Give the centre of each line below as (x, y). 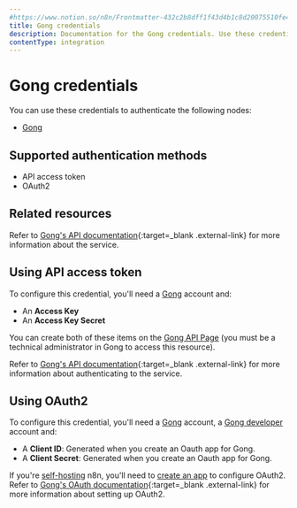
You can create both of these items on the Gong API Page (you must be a (142, 337)
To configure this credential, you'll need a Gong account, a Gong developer (146, 422)
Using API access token (76, 272)
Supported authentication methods (108, 155)
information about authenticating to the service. (96, 373)
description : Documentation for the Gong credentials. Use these (132, 34)
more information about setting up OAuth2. (87, 494)
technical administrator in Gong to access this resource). (112, 347)
